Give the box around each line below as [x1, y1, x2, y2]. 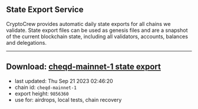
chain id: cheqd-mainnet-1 [14, 84, 77, 91]
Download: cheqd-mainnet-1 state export [6, 62, 161, 72]
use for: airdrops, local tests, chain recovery [14, 96, 122, 103]
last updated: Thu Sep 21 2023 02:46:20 [14, 77, 113, 84]
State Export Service [6, 5, 84, 15]
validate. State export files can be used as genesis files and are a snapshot [6, 27, 188, 34]
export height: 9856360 [14, 90, 69, 97]
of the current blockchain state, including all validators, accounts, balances [6, 32, 189, 40]
